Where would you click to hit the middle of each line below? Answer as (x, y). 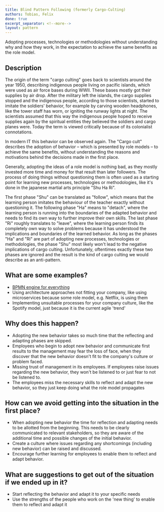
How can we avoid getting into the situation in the (82, 403)
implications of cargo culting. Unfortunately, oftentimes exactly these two (79, 249)
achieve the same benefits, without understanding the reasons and (72, 152)
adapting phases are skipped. (42, 340)
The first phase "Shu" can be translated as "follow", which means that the (79, 197)
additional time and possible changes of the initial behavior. (72, 438)
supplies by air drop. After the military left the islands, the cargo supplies (78, 95)
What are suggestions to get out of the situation (80, 474)
